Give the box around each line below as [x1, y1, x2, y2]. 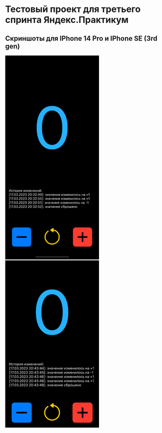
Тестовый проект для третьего [5, 4, 141, 15]
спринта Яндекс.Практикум [5, 14, 129, 26]
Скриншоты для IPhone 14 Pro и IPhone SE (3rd [5, 34, 157, 43]
